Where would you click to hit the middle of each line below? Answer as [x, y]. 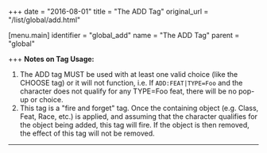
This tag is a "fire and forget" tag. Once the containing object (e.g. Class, [139, 108]
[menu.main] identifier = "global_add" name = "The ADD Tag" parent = [124, 35]
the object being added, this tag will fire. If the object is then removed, [135, 125]
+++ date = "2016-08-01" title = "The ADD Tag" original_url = [108, 11]
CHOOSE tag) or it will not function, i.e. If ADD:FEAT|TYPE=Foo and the [131, 83]
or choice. [47, 99]
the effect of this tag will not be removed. [87, 133]
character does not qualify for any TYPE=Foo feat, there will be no [128, 91]
